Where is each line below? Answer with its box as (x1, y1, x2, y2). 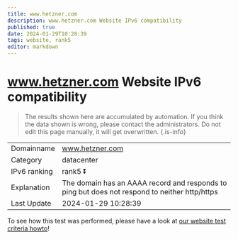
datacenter (62, 155, 98, 165)
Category (11, 155, 42, 165)
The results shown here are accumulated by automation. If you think (24, 112, 224, 121)
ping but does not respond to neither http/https (62, 187, 218, 196)
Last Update (11, 198, 52, 208)
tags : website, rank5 (7, 37, 72, 44)
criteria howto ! (7, 224, 50, 233)
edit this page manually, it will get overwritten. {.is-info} (24, 127, 186, 135)
